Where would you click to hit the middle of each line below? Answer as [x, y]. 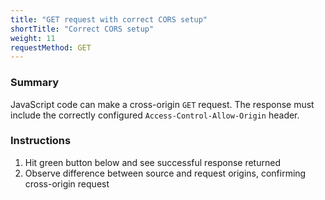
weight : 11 [33, 38]
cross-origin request [67, 183]
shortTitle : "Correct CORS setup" [82, 29]
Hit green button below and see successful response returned [152, 162]
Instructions [41, 141]
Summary [35, 83]
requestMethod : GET [51, 47]
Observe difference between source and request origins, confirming [165, 173]
